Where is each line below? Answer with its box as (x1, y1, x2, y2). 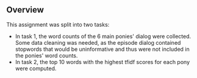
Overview (6, 5, 45, 15)
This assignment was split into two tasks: (6, 21, 110, 28)
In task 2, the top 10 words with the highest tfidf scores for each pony (15, 58, 190, 65)
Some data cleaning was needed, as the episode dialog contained (15, 39, 181, 46)
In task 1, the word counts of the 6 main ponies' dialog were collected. (15, 33, 192, 40)
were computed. (15, 65, 57, 72)
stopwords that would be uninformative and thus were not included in (15, 45, 190, 53)
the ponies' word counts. (15, 51, 78, 59)
